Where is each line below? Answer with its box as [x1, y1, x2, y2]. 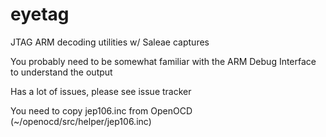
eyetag [10, 3, 70, 26]
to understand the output [10, 66, 113, 78]
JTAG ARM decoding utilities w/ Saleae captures [10, 36, 210, 48]
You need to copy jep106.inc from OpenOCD [10, 104, 193, 117]
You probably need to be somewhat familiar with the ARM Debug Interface [10, 55, 317, 67]
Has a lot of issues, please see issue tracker [10, 85, 192, 97]
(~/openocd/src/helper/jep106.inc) [10, 115, 152, 127]
